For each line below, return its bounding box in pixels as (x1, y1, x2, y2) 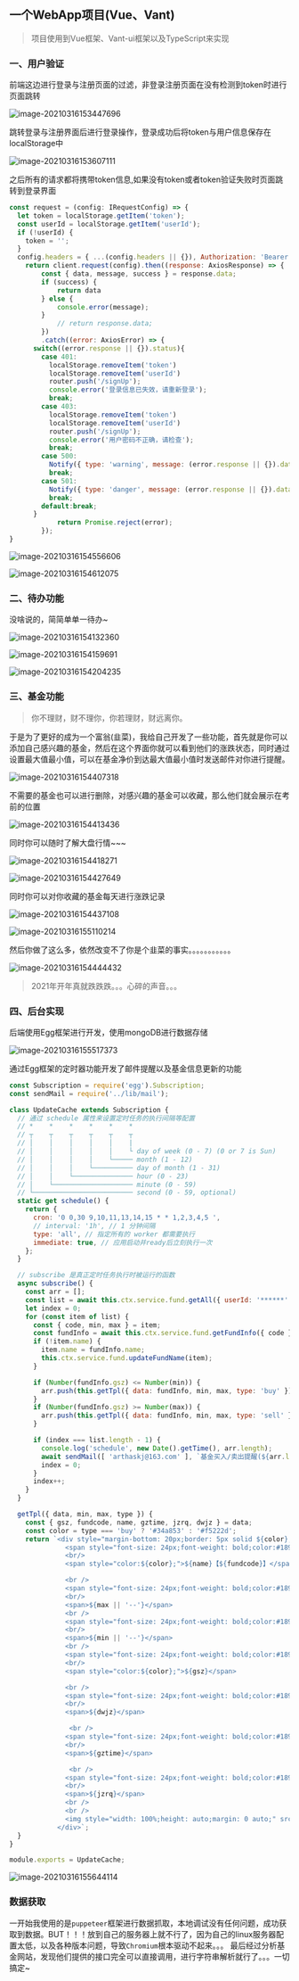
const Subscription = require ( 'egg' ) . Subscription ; (9, 1081, 205, 1090)
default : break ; (41, 501, 98, 510)
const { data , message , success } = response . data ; (41, 269, 238, 278)
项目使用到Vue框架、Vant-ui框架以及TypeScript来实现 (30, 33, 230, 44)
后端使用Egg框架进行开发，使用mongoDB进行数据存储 (9, 1027, 208, 1037)
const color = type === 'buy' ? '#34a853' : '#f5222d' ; (25, 1526, 238, 1535)
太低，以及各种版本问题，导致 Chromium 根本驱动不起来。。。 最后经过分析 (16, 1940, 278, 1951)
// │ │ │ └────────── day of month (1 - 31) (17, 1163, 221, 1172)
